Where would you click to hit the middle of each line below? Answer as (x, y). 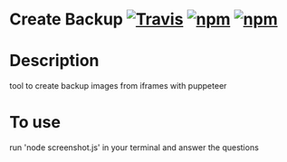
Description (54, 61)
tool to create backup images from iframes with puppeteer (118, 86)
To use (35, 123)
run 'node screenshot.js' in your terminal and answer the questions (134, 148)
